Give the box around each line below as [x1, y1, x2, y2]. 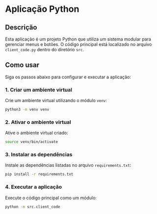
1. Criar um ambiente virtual [5, 86, 73, 93]
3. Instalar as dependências [5, 151, 73, 158]
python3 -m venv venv [5, 107, 50, 112]
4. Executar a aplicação [5, 183, 62, 190]
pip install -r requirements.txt [5, 172, 74, 177]
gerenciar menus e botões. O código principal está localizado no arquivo [5, 41, 152, 47]
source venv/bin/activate [5, 140, 58, 144]
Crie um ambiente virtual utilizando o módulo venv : [5, 98, 107, 104]
